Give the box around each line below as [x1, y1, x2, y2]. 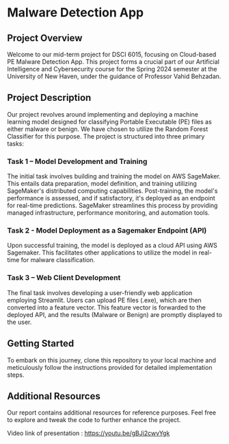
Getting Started [7, 338, 75, 349]
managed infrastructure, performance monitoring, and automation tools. [7, 209, 210, 217]
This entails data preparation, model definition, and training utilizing [7, 180, 197, 188]
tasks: [7, 139, 25, 148]
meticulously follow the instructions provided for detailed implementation [7, 363, 213, 371]
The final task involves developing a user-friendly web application [7, 288, 193, 296]
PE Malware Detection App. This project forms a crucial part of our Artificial [7, 58, 220, 66]
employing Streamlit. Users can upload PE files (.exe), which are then [7, 296, 202, 304]
